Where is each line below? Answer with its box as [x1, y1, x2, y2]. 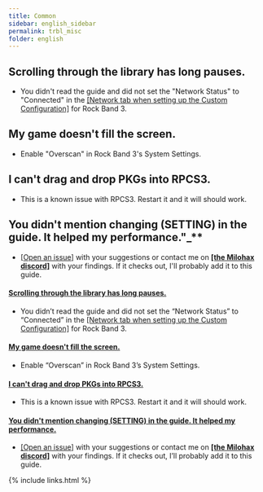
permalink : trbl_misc [8, 27, 82, 35]
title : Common [8, 11, 57, 20]
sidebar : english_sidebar [8, 20, 96, 28]
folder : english [8, 34, 64, 43]
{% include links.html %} [8, 476, 91, 485]
